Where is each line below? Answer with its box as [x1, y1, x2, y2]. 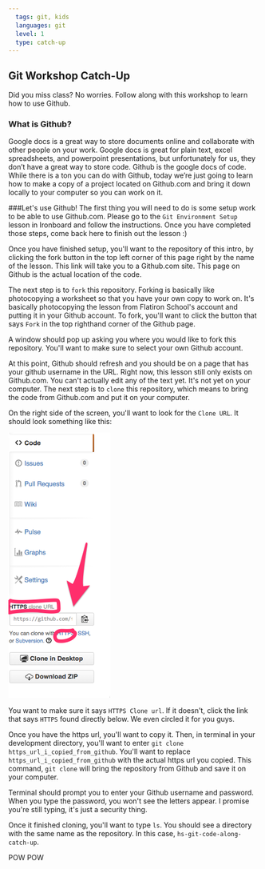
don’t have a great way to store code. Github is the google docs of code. [8, 162, 247, 172]
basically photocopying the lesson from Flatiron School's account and [8, 302, 238, 312]
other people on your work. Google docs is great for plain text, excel [8, 145, 233, 155]
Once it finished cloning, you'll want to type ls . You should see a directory [8, 820, 252, 830]
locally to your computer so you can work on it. [8, 188, 164, 198]
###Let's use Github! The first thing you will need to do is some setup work [8, 203, 256, 213]
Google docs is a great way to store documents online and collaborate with [8, 137, 255, 146]
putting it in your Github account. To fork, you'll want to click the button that [8, 310, 257, 320]
